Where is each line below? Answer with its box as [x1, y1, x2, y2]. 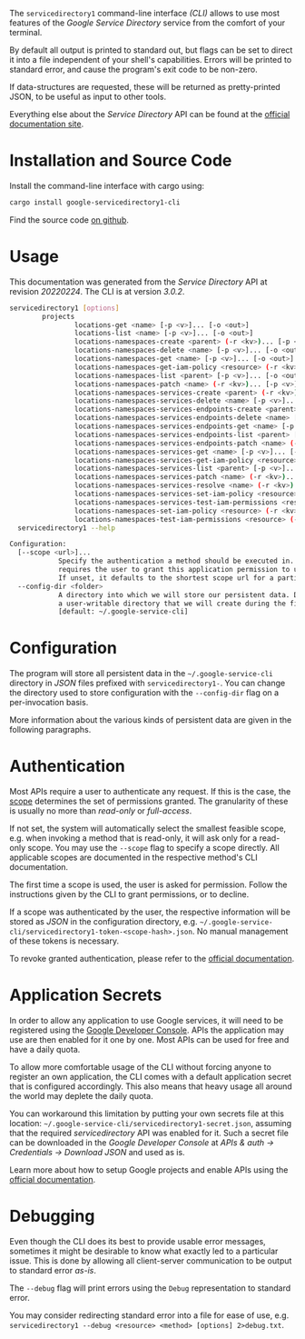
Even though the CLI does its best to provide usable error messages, [9, 1236, 266, 1246]
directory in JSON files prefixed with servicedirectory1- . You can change [9, 677, 286, 689]
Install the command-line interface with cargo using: [9, 180, 205, 191]
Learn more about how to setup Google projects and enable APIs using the [9, 1164, 289, 1175]
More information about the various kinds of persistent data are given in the [9, 714, 292, 725]
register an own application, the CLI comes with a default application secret [9, 1072, 292, 1083]
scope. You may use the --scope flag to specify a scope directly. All [26, 843, 280, 854]
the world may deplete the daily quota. [9, 1091, 153, 1102]
